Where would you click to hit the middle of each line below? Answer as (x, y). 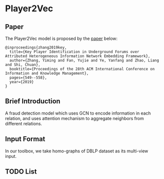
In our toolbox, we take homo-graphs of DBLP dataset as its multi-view (77, 151)
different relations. (24, 123)
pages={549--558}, (28, 78)
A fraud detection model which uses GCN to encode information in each (78, 113)
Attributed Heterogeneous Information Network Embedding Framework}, (78, 56)
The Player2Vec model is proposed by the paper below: (61, 38)
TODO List (21, 172)
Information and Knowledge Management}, (47, 73)
